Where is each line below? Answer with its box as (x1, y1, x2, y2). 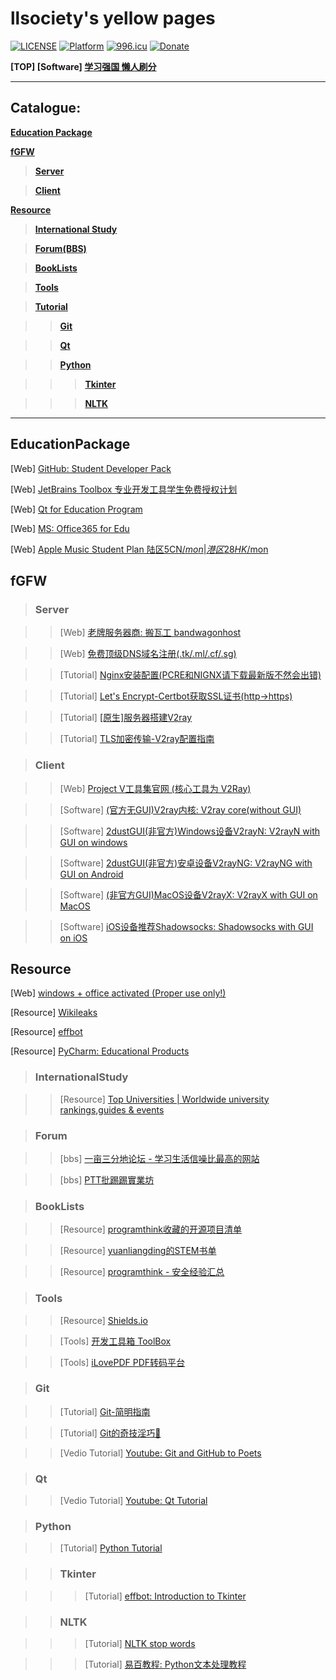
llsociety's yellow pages (10, 7, 216, 30)
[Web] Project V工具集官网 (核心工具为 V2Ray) (59, 782, 252, 794)
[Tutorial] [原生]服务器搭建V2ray (59, 712, 193, 724)
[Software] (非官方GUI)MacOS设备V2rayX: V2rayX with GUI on (59, 888, 318, 901)
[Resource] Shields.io (59, 1314, 148, 1326)
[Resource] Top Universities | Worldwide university (59, 1093, 270, 1105)
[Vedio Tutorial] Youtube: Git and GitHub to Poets (59, 1447, 262, 1459)
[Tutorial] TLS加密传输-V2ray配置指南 (59, 733, 215, 745)
